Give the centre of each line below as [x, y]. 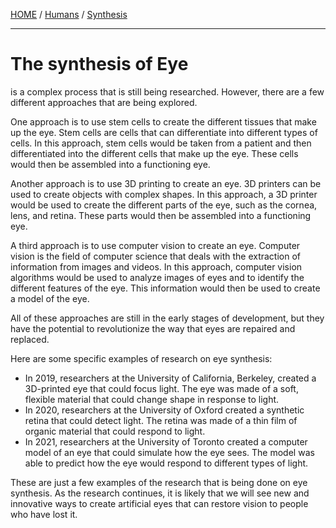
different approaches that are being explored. [104, 102]
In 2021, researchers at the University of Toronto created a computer [166, 441]
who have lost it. [44, 514]
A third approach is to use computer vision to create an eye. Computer [155, 245]
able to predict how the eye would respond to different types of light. [166, 463]
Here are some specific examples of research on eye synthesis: [141, 358]
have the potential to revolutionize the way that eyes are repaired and [153, 328]
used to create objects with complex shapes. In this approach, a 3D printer [164, 194]
